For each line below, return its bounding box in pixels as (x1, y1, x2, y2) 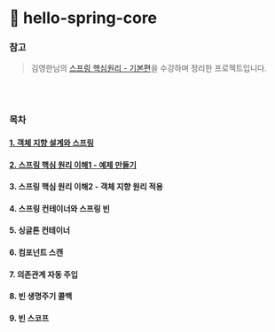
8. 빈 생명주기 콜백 (9, 291, 73, 302)
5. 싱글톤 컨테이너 (9, 225, 71, 235)
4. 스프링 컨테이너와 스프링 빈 (9, 203, 111, 213)
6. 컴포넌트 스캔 (9, 247, 64, 258)
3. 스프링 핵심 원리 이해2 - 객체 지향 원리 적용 (9, 181, 164, 192)
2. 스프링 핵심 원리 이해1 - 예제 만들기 (9, 159, 137, 170)
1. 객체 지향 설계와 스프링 (9, 137, 95, 148)
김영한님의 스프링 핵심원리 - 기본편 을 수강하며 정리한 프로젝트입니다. (30, 63, 268, 73)
